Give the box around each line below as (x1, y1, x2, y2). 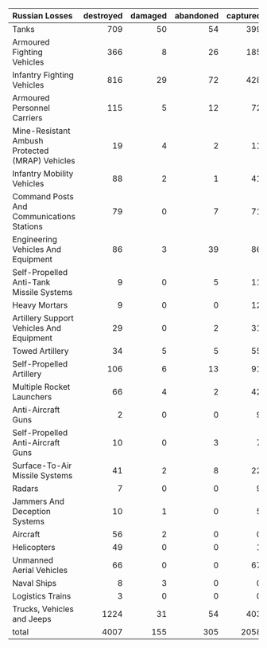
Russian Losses (12, 10, 73, 21)
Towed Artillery (12, 346, 69, 356)
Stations (12, 221, 44, 232)
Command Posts (12, 191, 74, 202)
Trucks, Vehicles (12, 603, 74, 615)
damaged (130, 10, 168, 21)
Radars (12, 483, 39, 493)
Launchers (12, 391, 52, 402)
